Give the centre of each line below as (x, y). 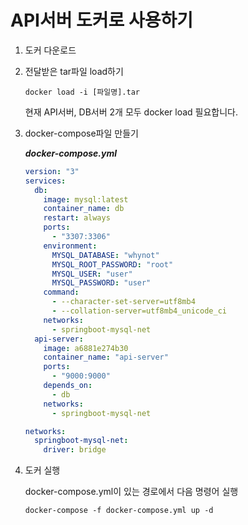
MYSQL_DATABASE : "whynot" (105, 255)
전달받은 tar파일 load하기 (74, 71)
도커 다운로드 (50, 50)
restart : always (77, 218)
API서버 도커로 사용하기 (102, 20)
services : (45, 181)
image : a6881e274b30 (86, 348)
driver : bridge (75, 450)
